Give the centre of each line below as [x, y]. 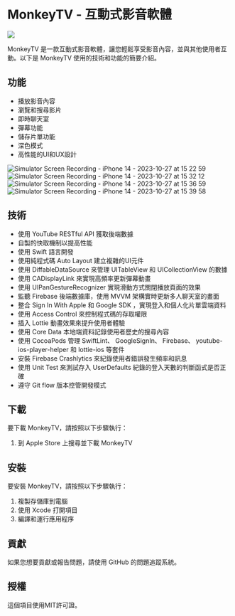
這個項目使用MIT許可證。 [44, 605]
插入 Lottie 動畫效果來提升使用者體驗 [71, 323]
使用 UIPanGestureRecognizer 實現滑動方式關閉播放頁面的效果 [109, 287]
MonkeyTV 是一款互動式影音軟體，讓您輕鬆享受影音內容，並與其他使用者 [114, 49]
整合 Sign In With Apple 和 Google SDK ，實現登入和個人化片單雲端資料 [122, 305]
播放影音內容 [36, 101]
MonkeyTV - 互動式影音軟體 [90, 15]
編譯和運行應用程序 [46, 519]
